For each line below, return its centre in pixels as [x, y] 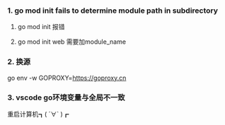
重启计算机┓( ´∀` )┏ [38, 114]
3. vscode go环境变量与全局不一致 [66, 97]
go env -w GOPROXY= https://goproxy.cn [67, 78]
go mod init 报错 [41, 27]
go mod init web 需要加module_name [71, 42]
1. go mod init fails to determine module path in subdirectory [112, 11]
